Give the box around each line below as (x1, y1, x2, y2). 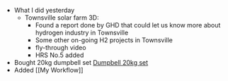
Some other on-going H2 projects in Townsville (35, 36, 173, 44)
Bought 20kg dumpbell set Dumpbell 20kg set (13, 58, 149, 66)
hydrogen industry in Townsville (35, 28, 129, 37)
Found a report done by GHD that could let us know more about (35, 21, 221, 29)
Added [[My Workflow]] (13, 66, 84, 74)
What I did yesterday (13, 6, 75, 14)
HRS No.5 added (35, 51, 84, 59)
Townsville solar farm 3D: (24, 13, 99, 22)
